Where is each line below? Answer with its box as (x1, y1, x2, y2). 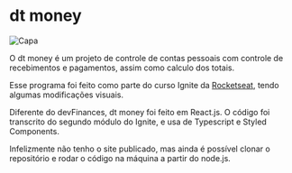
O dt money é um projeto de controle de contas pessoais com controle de (9, 52, 284, 63)
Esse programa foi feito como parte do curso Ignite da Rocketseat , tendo (9, 79, 279, 90)
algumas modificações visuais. (9, 89, 124, 100)
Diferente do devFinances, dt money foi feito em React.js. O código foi (9, 106, 270, 117)
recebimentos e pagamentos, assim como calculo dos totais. (9, 62, 235, 73)
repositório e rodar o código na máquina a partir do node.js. (9, 152, 232, 163)
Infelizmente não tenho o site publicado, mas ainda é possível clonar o (9, 143, 270, 154)
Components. (9, 125, 60, 136)
